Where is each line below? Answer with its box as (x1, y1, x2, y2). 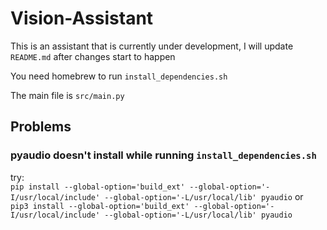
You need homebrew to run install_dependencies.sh (10, 70, 228, 82)
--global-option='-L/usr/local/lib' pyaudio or (104, 190, 304, 202)
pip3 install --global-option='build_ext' (10, 201, 190, 211)
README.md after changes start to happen (10, 50, 176, 62)
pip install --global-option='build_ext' (10, 182, 186, 192)
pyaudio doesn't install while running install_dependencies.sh (10, 148, 317, 162)
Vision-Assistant (10, 7, 154, 30)
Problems (10, 118, 72, 136)
